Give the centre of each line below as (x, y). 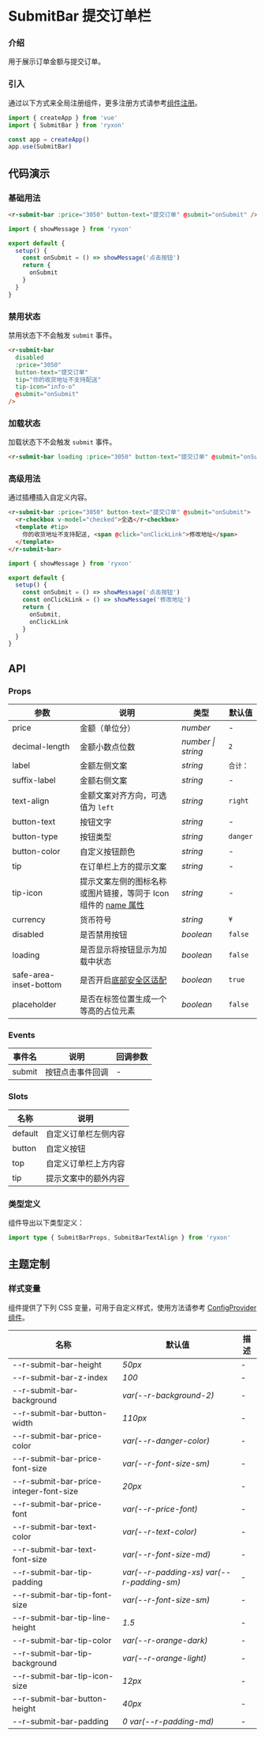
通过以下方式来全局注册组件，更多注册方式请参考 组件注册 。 (105, 103)
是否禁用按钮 (104, 935)
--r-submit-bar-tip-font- (62, 1595)
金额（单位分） (108, 728)
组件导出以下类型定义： (46, 1222)
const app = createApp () (49, 139)
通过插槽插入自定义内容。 (50, 497)
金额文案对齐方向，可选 (123, 795)
